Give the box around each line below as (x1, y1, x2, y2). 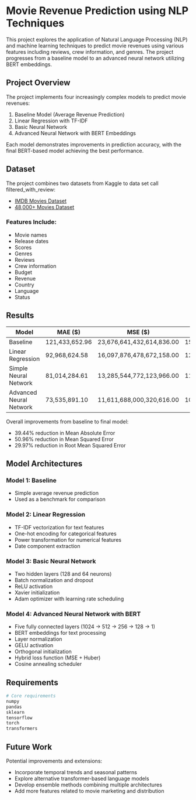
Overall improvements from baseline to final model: (6, 418, 129, 425)
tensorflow (6, 714, 33, 721)
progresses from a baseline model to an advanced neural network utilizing (6, 54, 185, 61)
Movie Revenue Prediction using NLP (6, 4, 188, 18)
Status (14, 293, 30, 300)
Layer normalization (14, 635, 62, 642)
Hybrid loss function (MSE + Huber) (14, 654, 101, 661)
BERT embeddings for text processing (14, 630, 106, 637)
